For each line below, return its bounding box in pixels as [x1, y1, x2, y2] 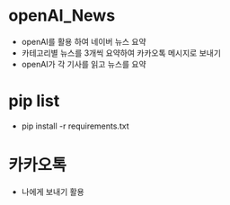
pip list [8, 91, 60, 111]
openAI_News [8, 5, 116, 26]
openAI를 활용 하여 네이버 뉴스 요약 [21, 36, 146, 47]
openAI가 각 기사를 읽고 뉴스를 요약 [21, 58, 146, 69]
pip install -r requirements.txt [21, 120, 129, 131]
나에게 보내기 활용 [21, 186, 84, 197]
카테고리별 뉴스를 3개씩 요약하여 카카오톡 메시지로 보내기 [21, 47, 222, 58]
